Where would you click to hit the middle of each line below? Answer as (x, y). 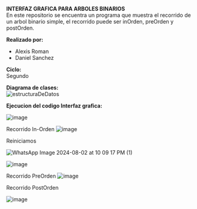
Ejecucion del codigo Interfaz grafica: (54, 106)
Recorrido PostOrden (33, 188)
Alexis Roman (32, 51)
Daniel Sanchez (34, 58)
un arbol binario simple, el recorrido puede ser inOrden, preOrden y (90, 21)
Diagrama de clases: (33, 88)
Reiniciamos (21, 141)
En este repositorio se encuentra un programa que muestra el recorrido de (98, 15)
